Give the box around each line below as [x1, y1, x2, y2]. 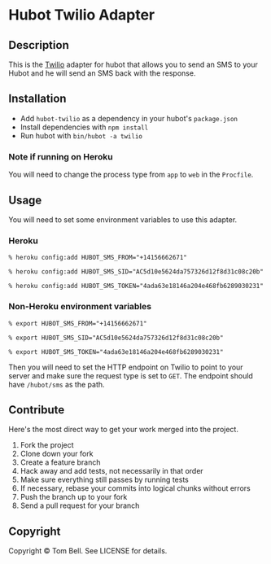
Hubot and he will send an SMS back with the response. [8, 68, 196, 78]
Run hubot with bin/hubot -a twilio [20, 130, 143, 140]
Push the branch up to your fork [20, 492, 128, 502]
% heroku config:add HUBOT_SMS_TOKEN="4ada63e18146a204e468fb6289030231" [8, 282, 264, 291]
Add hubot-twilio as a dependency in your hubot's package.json [20, 113, 238, 123]
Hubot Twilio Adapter [8, 6, 155, 24]
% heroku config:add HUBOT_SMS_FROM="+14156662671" [8, 254, 187, 262]
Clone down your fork [20, 449, 94, 459]
